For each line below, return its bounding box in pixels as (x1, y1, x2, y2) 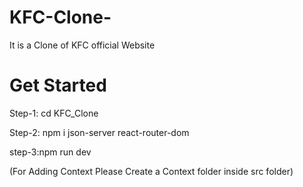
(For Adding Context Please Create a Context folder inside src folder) (9, 165, 294, 177)
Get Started (9, 74, 107, 97)
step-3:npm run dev (9, 146, 92, 158)
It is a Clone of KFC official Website (9, 39, 156, 51)
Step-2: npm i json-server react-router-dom (9, 126, 190, 138)
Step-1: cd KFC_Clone (9, 107, 99, 119)
